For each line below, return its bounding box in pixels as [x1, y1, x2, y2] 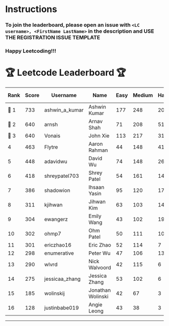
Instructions [5, 4, 57, 15]
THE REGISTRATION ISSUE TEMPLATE [5, 34, 101, 41]
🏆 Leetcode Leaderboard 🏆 [5, 67, 126, 78]
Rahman [89, 147, 108, 154]
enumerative [44, 250, 74, 257]
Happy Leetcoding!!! [5, 48, 56, 55]
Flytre [44, 143, 58, 150]
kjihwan [44, 201, 63, 208]
